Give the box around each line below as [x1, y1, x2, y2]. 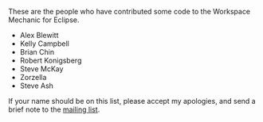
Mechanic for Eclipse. [8, 15, 80, 25]
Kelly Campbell [19, 39, 69, 48]
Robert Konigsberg [19, 55, 82, 65]
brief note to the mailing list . [8, 105, 100, 114]
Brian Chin [19, 48, 54, 56]
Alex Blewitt [19, 31, 59, 40]
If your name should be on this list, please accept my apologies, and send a [8, 97, 257, 105]
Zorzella [19, 73, 47, 82]
